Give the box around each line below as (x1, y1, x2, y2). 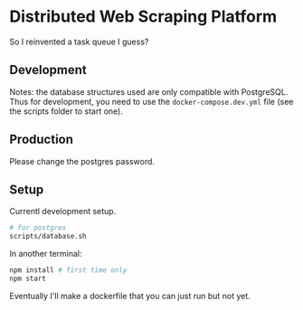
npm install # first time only (9, 266, 128, 275)
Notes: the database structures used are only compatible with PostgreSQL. (9, 86, 289, 97)
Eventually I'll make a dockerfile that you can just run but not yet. (9, 290, 251, 301)
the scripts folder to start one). (9, 106, 124, 117)
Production (9, 132, 74, 147)
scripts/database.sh (9, 232, 88, 241)
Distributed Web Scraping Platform (9, 6, 278, 27)
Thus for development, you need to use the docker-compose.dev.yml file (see (9, 96, 294, 107)
